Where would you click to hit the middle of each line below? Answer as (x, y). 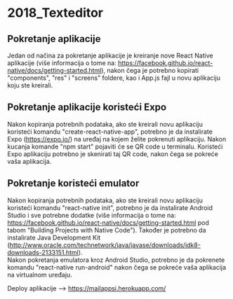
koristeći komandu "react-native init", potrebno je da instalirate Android (110, 207)
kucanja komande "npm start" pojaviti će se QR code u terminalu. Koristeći (115, 146)
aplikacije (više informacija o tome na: (62, 63)
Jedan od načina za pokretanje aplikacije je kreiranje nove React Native (110, 55)
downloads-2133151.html (43, 252)
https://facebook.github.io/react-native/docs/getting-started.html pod (108, 223)
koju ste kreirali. (30, 85)
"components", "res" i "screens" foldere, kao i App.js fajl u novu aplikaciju (114, 78)
